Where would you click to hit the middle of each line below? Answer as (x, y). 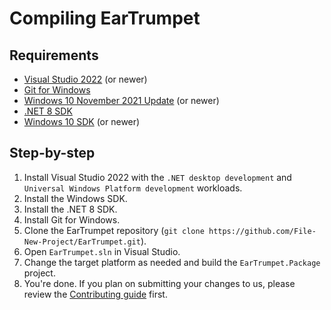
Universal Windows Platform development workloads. (133, 188)
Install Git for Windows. (72, 219)
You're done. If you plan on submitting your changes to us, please (159, 283)
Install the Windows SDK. (75, 198)
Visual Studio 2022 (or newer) (85, 79)
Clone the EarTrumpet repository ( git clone (114, 230)
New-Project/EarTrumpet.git (82, 242)
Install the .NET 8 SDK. (70, 209)
